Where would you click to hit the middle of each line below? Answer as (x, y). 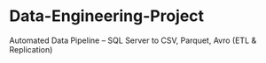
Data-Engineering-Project (107, 16)
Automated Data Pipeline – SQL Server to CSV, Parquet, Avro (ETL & (133, 40)
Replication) (31, 49)
